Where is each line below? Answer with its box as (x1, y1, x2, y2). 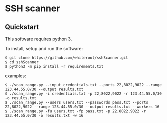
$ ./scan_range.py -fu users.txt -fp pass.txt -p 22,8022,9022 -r (5, 109, 146, 114)
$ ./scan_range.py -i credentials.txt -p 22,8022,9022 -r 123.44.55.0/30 (5, 91, 162, 96)
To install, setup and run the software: (5, 46, 83, 51)
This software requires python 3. (5, 36, 72, 42)
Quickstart (5, 23, 39, 31)
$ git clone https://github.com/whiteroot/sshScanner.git (5, 55, 128, 60)
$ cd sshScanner (5, 60, 39, 65)
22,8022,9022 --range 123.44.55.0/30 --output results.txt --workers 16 (5, 104, 160, 109)
